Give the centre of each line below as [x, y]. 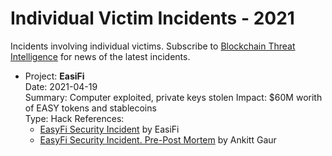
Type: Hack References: [74, 118]
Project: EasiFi [54, 76]
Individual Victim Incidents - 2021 [152, 18]
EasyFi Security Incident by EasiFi [109, 129]
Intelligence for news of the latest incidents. [100, 56]
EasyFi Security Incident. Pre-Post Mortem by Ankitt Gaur [158, 139]
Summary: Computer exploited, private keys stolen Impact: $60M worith [173, 97]
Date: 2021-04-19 [61, 86]
